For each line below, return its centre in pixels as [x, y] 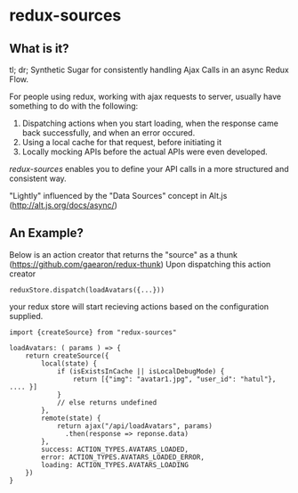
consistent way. [38, 178]
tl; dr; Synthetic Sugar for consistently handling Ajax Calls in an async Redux [149, 70]
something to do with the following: [74, 106]
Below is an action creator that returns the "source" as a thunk [124, 254]
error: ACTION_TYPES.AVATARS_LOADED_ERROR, [123, 457]
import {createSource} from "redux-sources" [93, 332]
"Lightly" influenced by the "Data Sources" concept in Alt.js [118, 196]
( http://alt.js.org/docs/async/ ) [64, 205]
